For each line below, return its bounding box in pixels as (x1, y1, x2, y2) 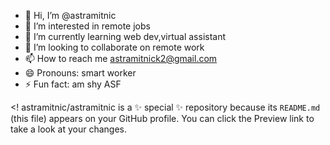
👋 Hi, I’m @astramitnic (24, 10, 117, 21)
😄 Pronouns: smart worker (24, 67, 137, 79)
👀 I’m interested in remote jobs (24, 20, 151, 32)
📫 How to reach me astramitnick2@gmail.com (24, 53, 218, 64)
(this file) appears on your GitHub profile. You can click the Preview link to (10, 113, 315, 124)
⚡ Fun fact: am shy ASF (24, 78, 122, 90)
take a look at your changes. (10, 123, 128, 135)
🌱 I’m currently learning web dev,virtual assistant (24, 31, 227, 42)
